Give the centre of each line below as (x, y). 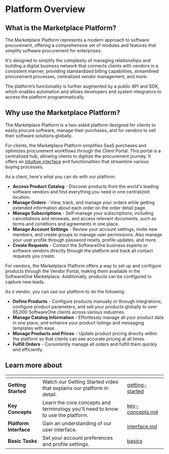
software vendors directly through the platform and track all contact (83, 250)
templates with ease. (34, 328)
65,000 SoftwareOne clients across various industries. (69, 312)
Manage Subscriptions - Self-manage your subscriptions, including (83, 213)
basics (135, 441)
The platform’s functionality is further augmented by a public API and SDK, (82, 86)
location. (22, 197)
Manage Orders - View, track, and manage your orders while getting (83, 202)
